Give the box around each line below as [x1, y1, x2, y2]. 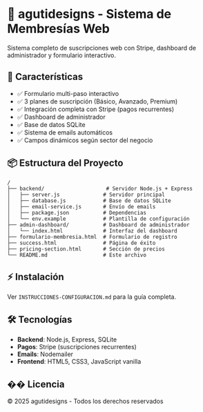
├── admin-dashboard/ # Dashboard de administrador [7, 221, 190, 228]
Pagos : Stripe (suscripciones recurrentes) [17, 343, 137, 351]
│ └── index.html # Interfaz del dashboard [7, 227, 177, 234]
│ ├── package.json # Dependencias [7, 209, 147, 216]
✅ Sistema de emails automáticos [17, 128, 113, 137]
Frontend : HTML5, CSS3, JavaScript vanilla [17, 357, 142, 366]
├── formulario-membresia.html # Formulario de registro [7, 233, 177, 240]
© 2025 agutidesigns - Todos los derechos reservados [7, 397, 164, 405]
